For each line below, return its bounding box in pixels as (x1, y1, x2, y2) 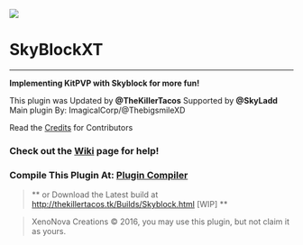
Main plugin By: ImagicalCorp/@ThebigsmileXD (9, 104, 186, 115)
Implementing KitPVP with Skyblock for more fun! (9, 77, 200, 88)
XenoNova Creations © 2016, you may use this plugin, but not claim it (31, 216, 290, 227)
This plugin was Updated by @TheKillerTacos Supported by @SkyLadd (9, 95, 278, 105)
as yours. (31, 226, 66, 237)
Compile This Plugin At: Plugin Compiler (9, 168, 188, 181)
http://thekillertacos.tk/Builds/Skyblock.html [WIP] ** (31, 199, 228, 210)
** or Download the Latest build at (31, 189, 159, 200)
